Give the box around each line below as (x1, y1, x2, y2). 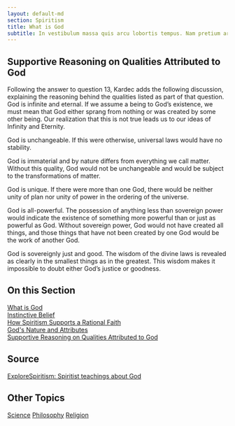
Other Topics (7, 392, 65, 404)
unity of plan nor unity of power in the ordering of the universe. (7, 193, 189, 201)
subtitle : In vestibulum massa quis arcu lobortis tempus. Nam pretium (7, 29, 220, 37)
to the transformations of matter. (7, 172, 101, 180)
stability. (7, 143, 31, 152)
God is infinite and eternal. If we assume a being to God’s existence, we (7, 100, 213, 108)
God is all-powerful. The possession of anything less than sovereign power (7, 206, 224, 215)
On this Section (7, 285, 76, 297)
